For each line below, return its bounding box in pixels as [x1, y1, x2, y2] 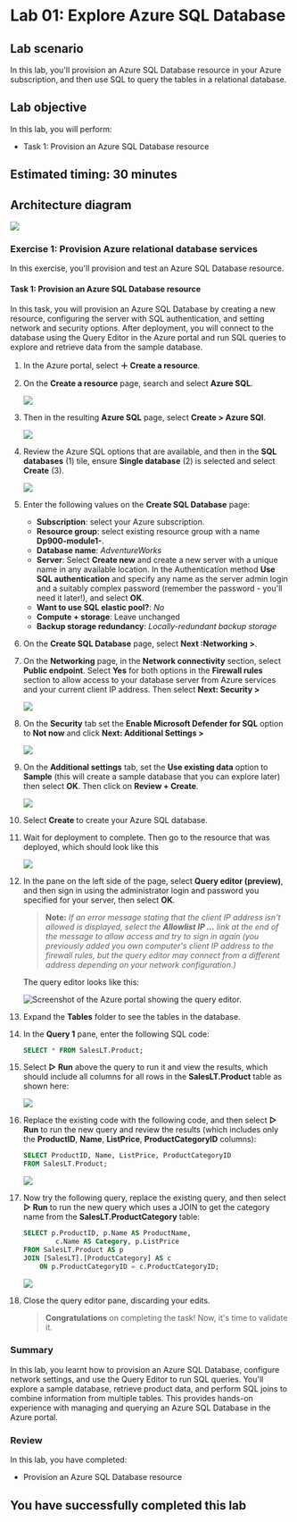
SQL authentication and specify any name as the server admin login [36, 573, 289, 584]
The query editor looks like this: [22, 976, 139, 988]
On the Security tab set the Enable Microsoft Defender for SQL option [22, 718, 284, 728]
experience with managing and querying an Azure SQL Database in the [10, 1402, 271, 1413]
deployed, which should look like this [22, 841, 160, 852]
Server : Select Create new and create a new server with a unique [36, 554, 279, 565]
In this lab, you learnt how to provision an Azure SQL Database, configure [10, 1364, 280, 1375]
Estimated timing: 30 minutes [10, 167, 177, 182]
